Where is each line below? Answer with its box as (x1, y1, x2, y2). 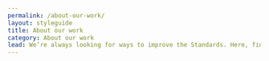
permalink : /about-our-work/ (7, 11, 105, 20)
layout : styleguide (7, 19, 73, 27)
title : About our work (7, 26, 84, 34)
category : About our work (7, 33, 94, 42)
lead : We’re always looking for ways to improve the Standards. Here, (7, 41, 249, 49)
